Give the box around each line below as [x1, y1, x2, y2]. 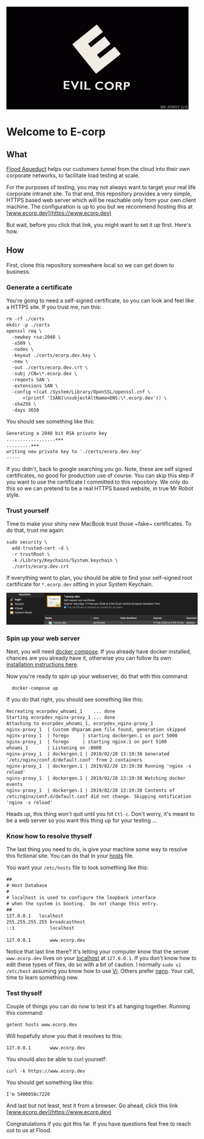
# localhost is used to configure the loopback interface [6, 895, 156, 901]
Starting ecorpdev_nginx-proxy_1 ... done [6, 714, 115, 720]
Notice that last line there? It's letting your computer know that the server [6, 948, 189, 955]
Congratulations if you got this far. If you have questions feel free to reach [6, 1120, 191, 1127]
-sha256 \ [12, 401, 36, 408]
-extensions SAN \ [12, 383, 59, 389]
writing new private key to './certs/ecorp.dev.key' [6, 448, 143, 455]
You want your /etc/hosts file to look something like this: [6, 864, 149, 871]
